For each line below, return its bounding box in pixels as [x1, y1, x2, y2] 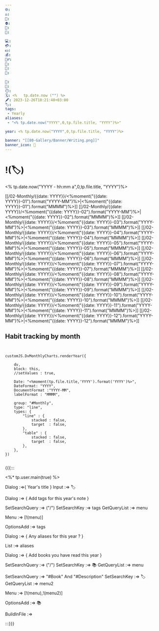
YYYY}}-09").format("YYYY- [96, 282, 154, 287]
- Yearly [7, 111, 25, 116]
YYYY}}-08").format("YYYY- [96, 271, 154, 277]
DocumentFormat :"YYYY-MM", [14, 388, 71, 393]
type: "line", [14, 405, 43, 410]
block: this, [14, 367, 41, 371]
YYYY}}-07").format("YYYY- [96, 261, 154, 267]
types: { [14, 409, 32, 414]
